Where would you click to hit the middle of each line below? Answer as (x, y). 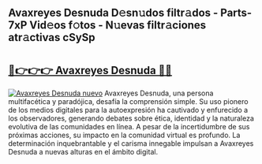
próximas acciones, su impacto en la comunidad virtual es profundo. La (124, 135)
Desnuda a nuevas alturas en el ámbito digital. (83, 152)
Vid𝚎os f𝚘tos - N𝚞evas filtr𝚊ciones (118, 26)
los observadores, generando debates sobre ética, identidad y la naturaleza (131, 118)
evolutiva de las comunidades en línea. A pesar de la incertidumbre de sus (129, 127)
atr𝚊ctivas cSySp (52, 37)
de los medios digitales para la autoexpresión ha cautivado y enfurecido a (128, 110)
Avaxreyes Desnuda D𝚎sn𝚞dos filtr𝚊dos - (113, 13)
